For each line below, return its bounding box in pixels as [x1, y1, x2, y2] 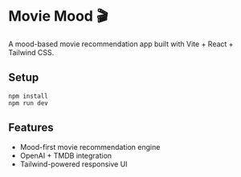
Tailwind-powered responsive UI [19, 159, 128, 169]
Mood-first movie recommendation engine [19, 142, 161, 151]
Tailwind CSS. [8, 47, 55, 57]
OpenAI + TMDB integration [19, 151, 112, 160]
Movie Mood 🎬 [8, 7, 108, 26]
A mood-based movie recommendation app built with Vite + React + [8, 38, 235, 49]
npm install [8, 92, 48, 100]
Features [8, 121, 54, 135]
